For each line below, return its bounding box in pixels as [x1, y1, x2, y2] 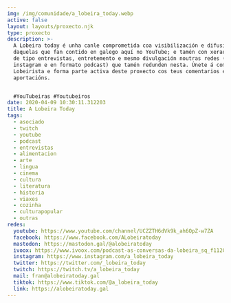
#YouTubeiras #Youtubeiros [13, 92, 91, 100]
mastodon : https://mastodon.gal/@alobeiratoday [13, 240, 153, 247]
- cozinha [13, 202, 41, 209]
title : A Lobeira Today [7, 106, 76, 113]
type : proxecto [7, 29, 51, 37]
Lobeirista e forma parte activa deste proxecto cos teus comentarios [13, 68, 220, 75]
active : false [7, 17, 48, 23]
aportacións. [13, 74, 51, 81]
